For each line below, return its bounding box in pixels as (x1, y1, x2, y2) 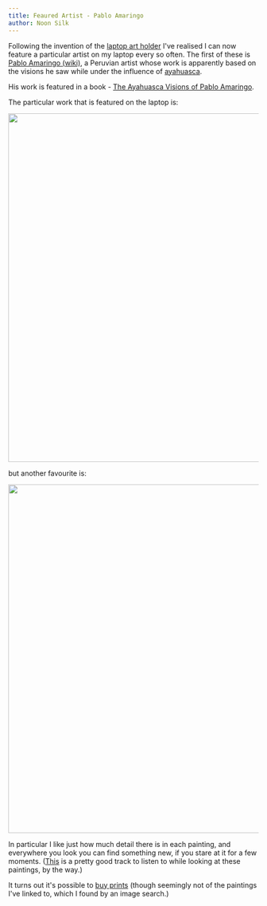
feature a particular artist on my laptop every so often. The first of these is (8, 49, 250, 59)
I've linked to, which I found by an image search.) (8, 888, 169, 898)
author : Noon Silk (8, 19, 69, 27)
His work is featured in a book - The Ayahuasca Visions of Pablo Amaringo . (8, 81, 254, 92)
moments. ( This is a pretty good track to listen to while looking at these (8, 856, 241, 865)
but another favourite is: (8, 468, 87, 478)
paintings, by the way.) (8, 865, 83, 874)
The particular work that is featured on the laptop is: (8, 97, 179, 107)
